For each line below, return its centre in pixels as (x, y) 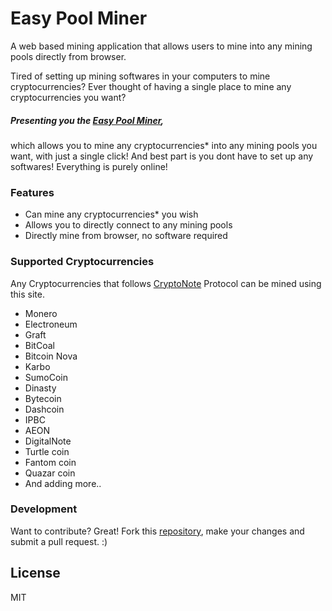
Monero (41, 313)
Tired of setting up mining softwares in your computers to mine (140, 76)
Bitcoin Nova (51, 356)
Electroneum (51, 324)
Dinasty (40, 388)
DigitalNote (48, 441)
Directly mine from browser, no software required (126, 236)
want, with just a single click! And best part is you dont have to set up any (162, 156)
